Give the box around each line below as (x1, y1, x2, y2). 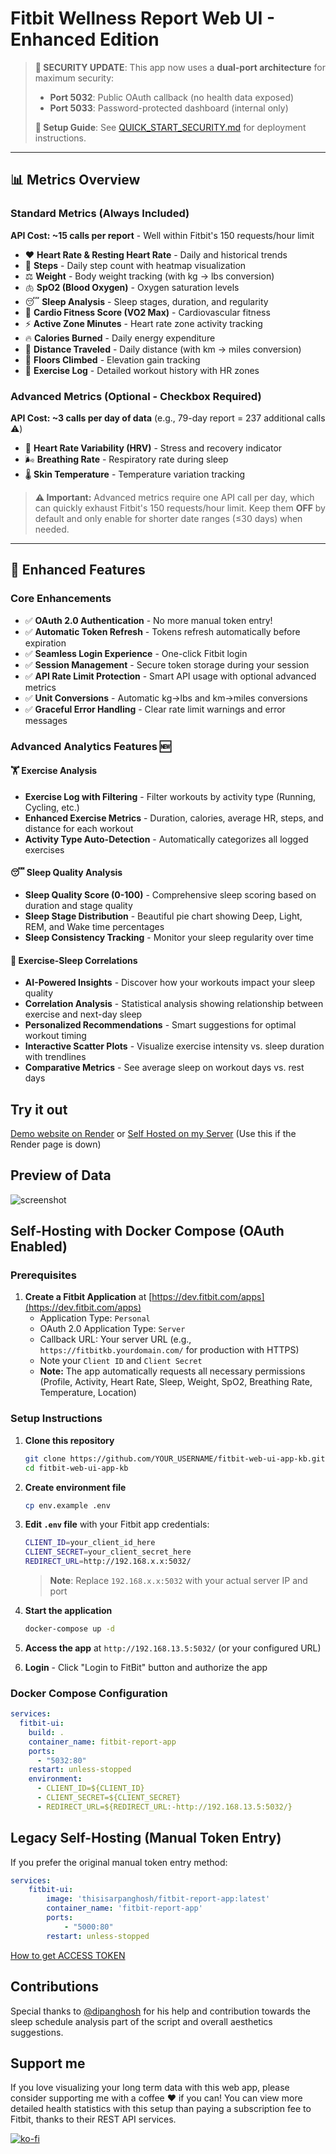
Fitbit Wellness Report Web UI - (10, 7, 276, 30)
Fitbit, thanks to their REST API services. (10, 2113, 177, 2126)
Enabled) (10, 1238, 68, 1256)
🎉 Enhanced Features (10, 562, 146, 579)
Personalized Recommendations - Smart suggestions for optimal (24, 1019, 297, 1031)
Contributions (10, 1978, 99, 1996)
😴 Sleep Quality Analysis (10, 867, 123, 879)
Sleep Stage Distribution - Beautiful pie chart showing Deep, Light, (24, 910, 303, 922)
